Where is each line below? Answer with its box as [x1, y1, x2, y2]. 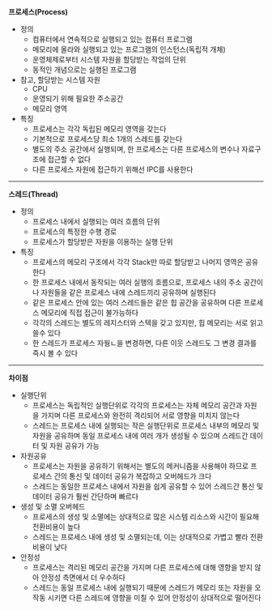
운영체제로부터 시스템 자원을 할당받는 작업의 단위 [32, 55, 186, 64]
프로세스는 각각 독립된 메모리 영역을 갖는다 [32, 124, 168, 134]
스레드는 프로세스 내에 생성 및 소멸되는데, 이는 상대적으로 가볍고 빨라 [32, 532, 249, 541]
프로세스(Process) [8, 7, 69, 16]
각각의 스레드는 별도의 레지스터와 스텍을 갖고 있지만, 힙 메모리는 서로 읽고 [32, 318, 264, 327]
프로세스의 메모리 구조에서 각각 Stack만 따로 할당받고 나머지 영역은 [32, 258, 244, 267]
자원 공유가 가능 [49, 441, 100, 450]
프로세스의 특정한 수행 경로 [32, 227, 117, 237]
